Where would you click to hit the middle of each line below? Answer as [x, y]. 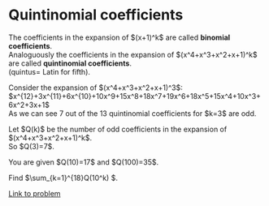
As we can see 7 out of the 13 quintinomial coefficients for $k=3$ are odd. [132, 113]
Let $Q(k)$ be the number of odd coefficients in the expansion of [118, 129]
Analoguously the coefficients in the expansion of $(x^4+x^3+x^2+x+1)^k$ [133, 54]
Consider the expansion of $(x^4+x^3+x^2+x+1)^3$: [95, 88]
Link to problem [35, 193]
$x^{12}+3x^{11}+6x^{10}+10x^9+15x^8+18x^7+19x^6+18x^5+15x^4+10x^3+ [135, 96]
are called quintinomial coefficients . [70, 63]
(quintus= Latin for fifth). [50, 71]
